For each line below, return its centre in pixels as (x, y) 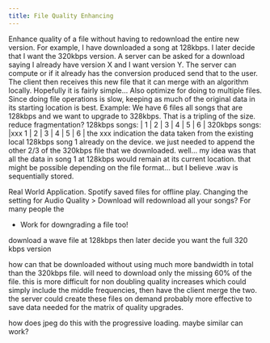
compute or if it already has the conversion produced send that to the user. (133, 73)
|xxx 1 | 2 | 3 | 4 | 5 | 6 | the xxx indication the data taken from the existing (131, 133)
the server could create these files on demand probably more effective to (130, 299)
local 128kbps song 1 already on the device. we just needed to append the (132, 141)
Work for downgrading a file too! (74, 224)
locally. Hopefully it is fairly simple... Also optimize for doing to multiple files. (135, 90)
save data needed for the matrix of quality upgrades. (96, 307)
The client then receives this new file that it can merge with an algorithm (129, 82)
